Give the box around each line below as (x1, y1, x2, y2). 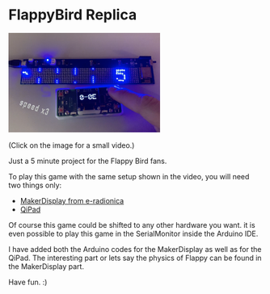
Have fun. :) (8, 277, 48, 288)
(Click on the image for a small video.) (8, 141, 135, 150)
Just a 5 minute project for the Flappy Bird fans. (8, 156, 167, 166)
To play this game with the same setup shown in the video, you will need (8, 172, 250, 182)
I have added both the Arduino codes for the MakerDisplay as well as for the (8, 245, 262, 254)
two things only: (8, 180, 62, 191)
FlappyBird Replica (8, 6, 137, 24)
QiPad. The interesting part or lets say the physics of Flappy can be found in (8, 253, 262, 263)
